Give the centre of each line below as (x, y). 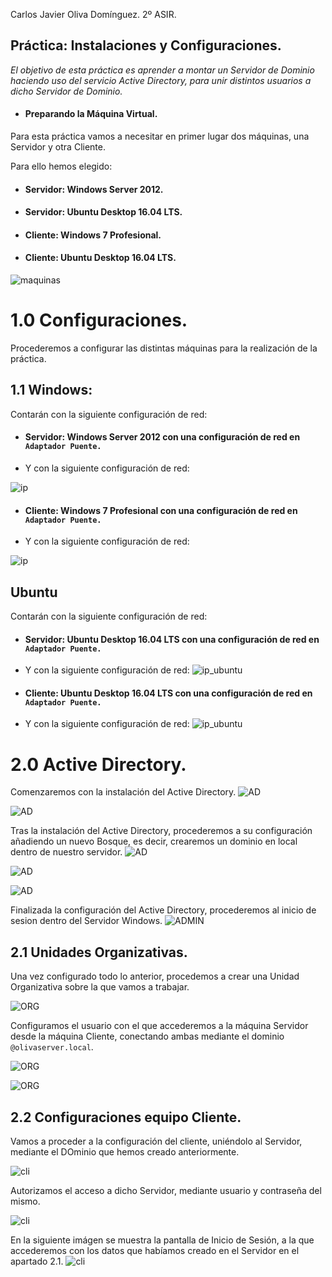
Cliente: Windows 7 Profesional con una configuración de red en (161, 510)
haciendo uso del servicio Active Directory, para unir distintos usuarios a (161, 80)
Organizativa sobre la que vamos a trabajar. (100, 987)
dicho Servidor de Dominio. (66, 91)
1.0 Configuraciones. (99, 320)
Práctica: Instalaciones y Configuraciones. (146, 45)
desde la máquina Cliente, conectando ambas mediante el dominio (147, 1036)
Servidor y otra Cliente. (58, 147)
